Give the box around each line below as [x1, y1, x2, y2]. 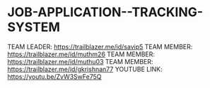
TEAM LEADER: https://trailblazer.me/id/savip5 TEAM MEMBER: [7, 42, 193, 51]
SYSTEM [7, 19, 60, 35]
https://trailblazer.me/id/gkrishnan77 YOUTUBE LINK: [7, 65, 163, 73]
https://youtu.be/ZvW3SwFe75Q [7, 72, 102, 81]
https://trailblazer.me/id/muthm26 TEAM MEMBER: [7, 50, 156, 58]
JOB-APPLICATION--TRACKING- [7, 4, 204, 20]
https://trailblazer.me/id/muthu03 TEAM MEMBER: [7, 57, 153, 65]
